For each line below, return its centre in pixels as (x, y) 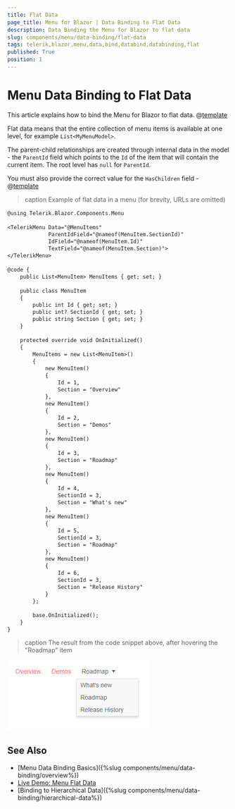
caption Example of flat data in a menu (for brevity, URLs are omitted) (125, 199)
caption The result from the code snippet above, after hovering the (121, 643)
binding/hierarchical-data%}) (60, 798)
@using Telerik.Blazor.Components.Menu (66, 213)
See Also (27, 751)
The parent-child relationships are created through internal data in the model (118, 150)
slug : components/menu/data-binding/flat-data (77, 37)
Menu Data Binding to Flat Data (100, 96)
